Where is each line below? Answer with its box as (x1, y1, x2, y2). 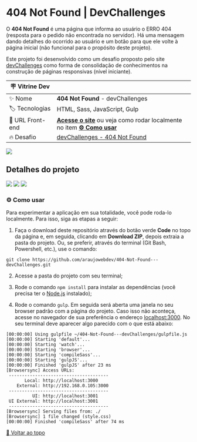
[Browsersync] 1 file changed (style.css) (6, 414, 111, 420)
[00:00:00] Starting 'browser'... (6, 347, 91, 353)
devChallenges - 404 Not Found (56, 133, 147, 141)
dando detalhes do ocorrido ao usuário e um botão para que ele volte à (6, 38, 178, 45)
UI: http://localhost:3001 (32, 393, 98, 399)
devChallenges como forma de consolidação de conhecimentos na (6, 62, 168, 69)
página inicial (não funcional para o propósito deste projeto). (6, 44, 152, 51)
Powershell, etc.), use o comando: (14, 246, 97, 253)
